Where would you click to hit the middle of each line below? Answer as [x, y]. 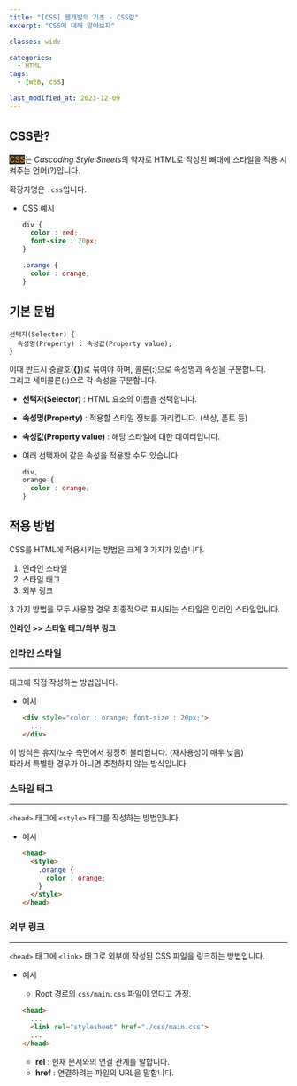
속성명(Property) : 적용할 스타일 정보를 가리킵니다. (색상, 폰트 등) [135, 418]
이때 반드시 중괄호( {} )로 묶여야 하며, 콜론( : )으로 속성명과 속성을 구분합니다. [138, 369]
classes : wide [35, 42]
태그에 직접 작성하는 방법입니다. [64, 682]
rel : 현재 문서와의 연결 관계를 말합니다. [102, 1061]
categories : [31, 58]
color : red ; [54, 233]
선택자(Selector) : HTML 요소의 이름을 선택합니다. [109, 398]
